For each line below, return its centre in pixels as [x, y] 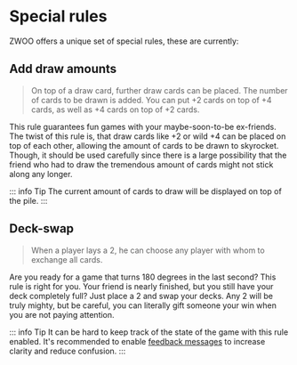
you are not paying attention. [62, 314]
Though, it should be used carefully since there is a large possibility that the [148, 155]
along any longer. [41, 174]
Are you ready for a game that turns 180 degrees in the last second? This [143, 277]
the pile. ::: [28, 200]
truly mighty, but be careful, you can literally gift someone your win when [143, 305]
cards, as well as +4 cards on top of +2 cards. [115, 109]
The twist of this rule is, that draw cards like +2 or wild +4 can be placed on [148, 136]
